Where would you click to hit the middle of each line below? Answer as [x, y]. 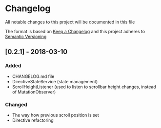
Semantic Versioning [26, 37]
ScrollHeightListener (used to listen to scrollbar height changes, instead [84, 87]
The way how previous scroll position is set [55, 115]
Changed [16, 104]
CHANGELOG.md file [33, 76]
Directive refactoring [33, 120]
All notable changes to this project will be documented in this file [70, 22]
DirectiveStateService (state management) [55, 81]
